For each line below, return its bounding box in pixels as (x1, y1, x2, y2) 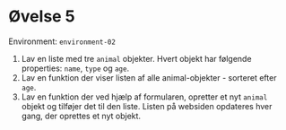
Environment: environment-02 (8, 36, 116, 47)
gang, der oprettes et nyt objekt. (21, 110, 141, 121)
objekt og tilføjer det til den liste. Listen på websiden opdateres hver (21, 100, 273, 111)
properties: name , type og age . (21, 63, 130, 74)
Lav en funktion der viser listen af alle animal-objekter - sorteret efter (21, 72, 277, 82)
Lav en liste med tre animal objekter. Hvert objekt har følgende (21, 53, 252, 64)
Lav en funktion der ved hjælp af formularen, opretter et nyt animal (21, 91, 268, 102)
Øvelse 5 (8, 6, 75, 27)
